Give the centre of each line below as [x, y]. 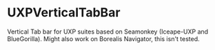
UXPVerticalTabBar [64, 13]
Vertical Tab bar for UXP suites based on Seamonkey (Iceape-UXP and [108, 32]
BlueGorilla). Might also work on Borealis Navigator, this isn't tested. [103, 38]
